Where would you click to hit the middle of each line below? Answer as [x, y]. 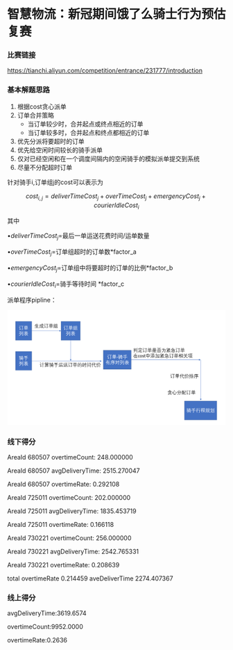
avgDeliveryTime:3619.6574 [47, 613]
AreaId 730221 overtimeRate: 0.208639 [63, 565]
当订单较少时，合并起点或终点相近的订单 [85, 124]
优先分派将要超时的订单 [51, 141]
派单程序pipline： [32, 300]
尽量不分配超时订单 [45, 167]
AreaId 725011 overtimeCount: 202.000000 [69, 498]
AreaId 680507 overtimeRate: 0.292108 [63, 485]
